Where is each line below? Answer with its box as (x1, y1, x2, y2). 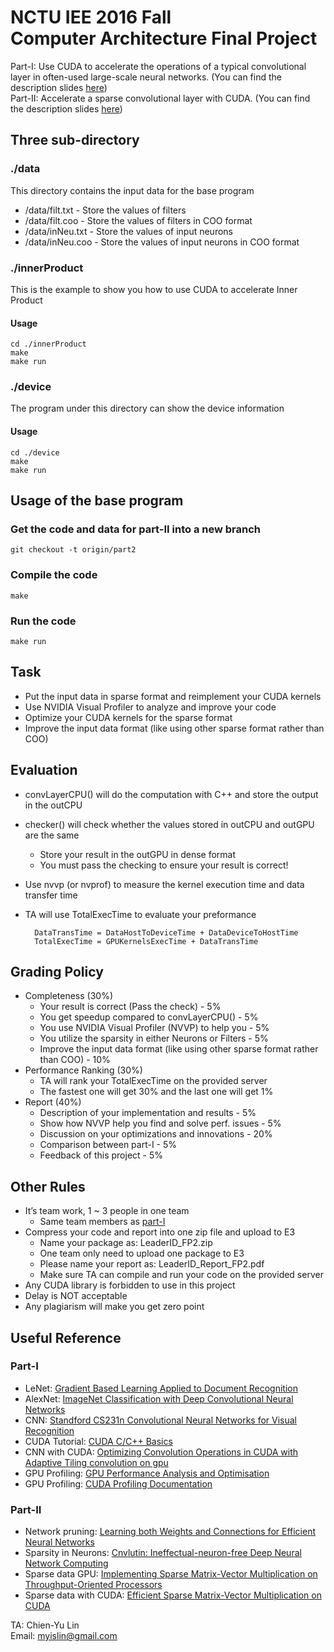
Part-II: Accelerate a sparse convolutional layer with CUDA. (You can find (10, 92, 311, 104)
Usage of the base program (10, 492, 184, 510)
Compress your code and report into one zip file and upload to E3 (24, 1226, 296, 1238)
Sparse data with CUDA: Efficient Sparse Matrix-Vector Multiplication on (24, 1589, 322, 1601)
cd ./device (10, 447, 60, 458)
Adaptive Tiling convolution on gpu (24, 1456, 169, 1468)
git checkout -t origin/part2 (10, 545, 137, 555)
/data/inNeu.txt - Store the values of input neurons (24, 225, 233, 237)
